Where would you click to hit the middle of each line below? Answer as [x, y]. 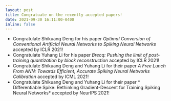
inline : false [20, 24]
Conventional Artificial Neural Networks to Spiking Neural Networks [84, 44]
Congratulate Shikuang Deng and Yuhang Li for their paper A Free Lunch [89, 66]
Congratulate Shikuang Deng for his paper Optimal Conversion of [82, 39]
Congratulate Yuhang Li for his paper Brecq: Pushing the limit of [80, 55]
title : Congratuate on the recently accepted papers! [64, 15]
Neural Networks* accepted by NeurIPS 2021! [61, 93]
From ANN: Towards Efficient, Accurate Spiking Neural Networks [81, 71]
